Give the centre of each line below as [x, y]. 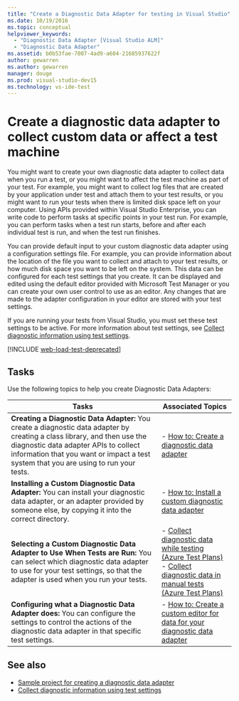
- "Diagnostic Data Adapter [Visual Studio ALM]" [89, 41]
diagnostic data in [191, 575]
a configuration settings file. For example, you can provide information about [119, 254]
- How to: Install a [191, 492]
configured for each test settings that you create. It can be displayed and [114, 276]
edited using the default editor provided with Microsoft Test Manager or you [118, 284]
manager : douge [30, 73]
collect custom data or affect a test [113, 137]
